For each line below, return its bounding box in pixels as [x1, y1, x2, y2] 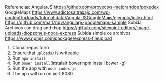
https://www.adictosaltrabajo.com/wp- [31, 9, 110, 15]
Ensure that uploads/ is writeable [12, 50, 79, 56]
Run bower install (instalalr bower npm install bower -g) [12, 61, 126, 66]
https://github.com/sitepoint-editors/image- [62, 25, 151, 31]
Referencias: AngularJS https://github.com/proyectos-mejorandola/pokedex [5, 4, 159, 10]
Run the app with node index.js [12, 65, 77, 71]
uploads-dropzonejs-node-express [5, 30, 76, 36]
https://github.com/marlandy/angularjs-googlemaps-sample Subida [5, 20, 142, 25]
